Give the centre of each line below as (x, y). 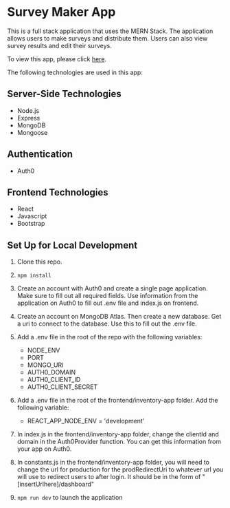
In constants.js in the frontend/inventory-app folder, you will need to (113, 463)
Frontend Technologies (58, 192)
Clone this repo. (39, 262)
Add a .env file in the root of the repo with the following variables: (110, 337)
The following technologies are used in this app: (75, 72)
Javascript (32, 216)
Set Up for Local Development (72, 245)
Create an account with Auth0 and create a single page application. (112, 288)
